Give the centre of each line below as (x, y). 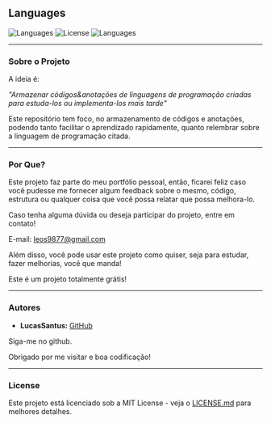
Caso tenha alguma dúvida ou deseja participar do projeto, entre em (122, 215)
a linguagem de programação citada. (69, 136)
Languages (37, 13)
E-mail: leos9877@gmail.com (57, 239)
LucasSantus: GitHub (56, 325)
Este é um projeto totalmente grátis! (68, 279)
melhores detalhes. (40, 411)
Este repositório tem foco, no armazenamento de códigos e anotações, (126, 119)
